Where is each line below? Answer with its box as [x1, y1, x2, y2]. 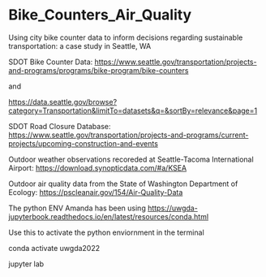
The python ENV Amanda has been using [8, 203, 146, 213]
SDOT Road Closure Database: [8, 121, 111, 131]
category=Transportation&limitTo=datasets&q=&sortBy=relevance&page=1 [8, 106, 258, 115]
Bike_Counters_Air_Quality [8, 6, 192, 24]
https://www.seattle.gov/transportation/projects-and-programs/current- [8, 130, 249, 140]
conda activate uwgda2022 [8, 243, 101, 253]
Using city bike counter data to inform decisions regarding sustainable [8, 32, 243, 42]
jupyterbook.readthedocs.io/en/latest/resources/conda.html [8, 211, 209, 221]
